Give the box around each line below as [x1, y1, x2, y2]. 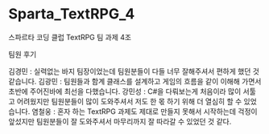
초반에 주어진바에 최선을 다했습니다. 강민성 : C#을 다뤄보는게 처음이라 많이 [8, 86, 242, 96]
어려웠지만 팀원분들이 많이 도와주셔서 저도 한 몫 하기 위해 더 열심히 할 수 [16, 96, 242, 106]
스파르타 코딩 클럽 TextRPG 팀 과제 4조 [8, 32, 131, 42]
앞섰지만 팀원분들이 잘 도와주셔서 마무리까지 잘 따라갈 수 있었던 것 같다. [8, 116, 232, 126]
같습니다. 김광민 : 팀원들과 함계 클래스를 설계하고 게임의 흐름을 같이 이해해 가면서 [8, 76, 262, 86]
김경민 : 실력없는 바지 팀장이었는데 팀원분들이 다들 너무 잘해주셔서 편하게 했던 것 [8, 66, 260, 76]
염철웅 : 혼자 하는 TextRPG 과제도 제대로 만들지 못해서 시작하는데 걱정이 [31, 106, 258, 116]
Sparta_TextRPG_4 [8, 5, 135, 23]
